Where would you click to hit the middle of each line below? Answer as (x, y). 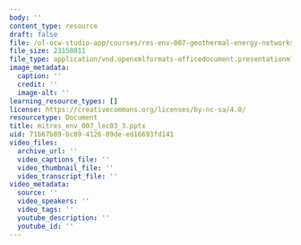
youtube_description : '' (64, 218)
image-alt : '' (43, 92)
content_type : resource (54, 26)
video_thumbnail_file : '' (66, 168)
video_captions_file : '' (64, 159)
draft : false (34, 34)
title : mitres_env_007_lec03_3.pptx (77, 127)
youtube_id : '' (46, 226)
